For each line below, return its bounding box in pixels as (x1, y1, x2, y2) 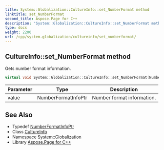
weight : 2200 (5, 30, 32, 35)
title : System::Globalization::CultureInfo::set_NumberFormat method (5, 7, 150, 12)
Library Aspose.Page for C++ (12, 139, 72, 145)
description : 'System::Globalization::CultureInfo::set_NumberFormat (5, 21, 150, 26)
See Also (5, 110, 33, 119)
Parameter (7, 86, 33, 93)
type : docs (5, 25, 27, 30)
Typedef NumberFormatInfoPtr (12, 124, 75, 129)
